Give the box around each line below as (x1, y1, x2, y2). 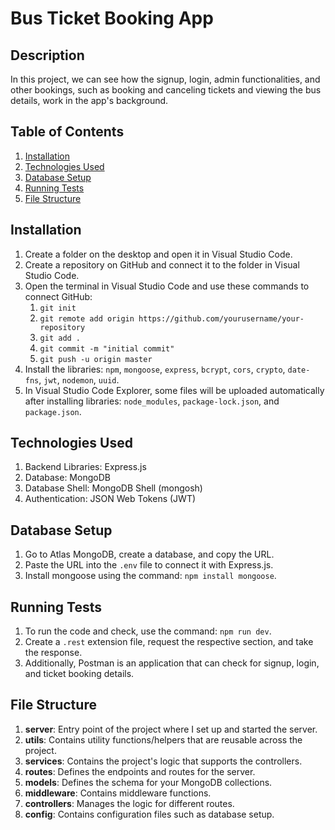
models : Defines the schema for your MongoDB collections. (24, 776, 273, 788)
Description (10, 47, 85, 64)
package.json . (24, 405, 82, 417)
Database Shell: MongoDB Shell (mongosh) (24, 482, 203, 494)
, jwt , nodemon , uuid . (38, 373, 120, 386)
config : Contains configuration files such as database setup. (24, 808, 275, 820)
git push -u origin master (39, 354, 153, 364)
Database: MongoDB (24, 472, 111, 484)
